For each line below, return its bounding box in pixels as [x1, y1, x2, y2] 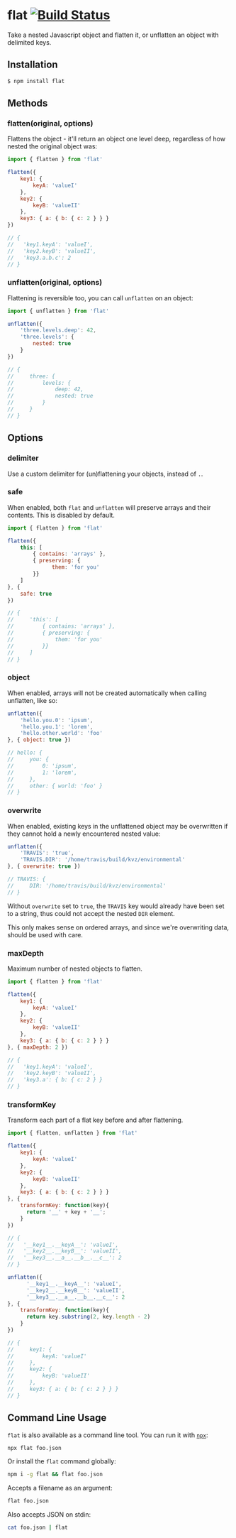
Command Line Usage [7, 1412, 107, 1424]
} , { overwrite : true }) [7, 863, 81, 870]
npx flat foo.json [7, 1444, 62, 1451]
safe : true [20, 590, 52, 597]
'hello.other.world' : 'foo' [20, 730, 103, 737]
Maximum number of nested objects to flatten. [7, 964, 143, 973]
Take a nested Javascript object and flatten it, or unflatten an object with [7, 31, 219, 39]
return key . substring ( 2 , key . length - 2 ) [26, 1314, 151, 1321]
